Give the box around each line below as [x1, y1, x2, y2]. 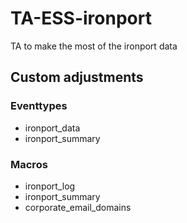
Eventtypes [10, 99, 68, 113]
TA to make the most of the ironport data [10, 40, 178, 52]
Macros [10, 157, 48, 171]
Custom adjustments [10, 69, 144, 86]
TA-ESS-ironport [10, 7, 152, 30]
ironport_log [24, 180, 76, 192]
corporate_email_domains [24, 201, 132, 213]
